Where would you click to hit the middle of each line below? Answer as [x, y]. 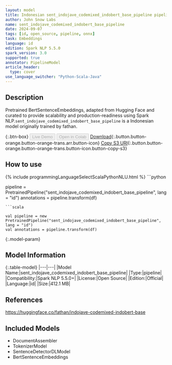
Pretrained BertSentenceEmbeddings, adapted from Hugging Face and [80, 110]
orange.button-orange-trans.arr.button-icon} [52, 143]
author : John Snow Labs [31, 19]
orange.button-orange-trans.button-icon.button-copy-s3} [66, 148]
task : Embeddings [24, 39]
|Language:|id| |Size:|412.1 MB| [38, 284]
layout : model [20, 10]
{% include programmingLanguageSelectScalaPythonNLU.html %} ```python [86, 177]
